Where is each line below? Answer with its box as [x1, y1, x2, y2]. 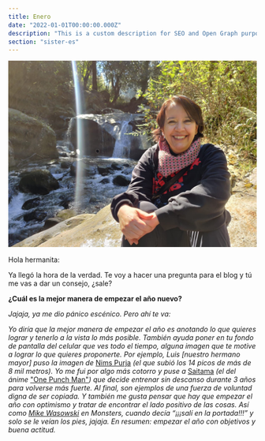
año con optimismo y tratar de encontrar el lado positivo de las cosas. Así [8, 400, 249, 409]
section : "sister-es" [8, 38, 80, 46]
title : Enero [8, 13, 51, 21]
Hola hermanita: [8, 255, 61, 264]
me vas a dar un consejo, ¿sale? [8, 278, 113, 288]
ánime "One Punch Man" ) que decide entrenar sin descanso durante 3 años [8, 375, 256, 384]
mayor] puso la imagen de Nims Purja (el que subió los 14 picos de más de [8, 358, 252, 368]
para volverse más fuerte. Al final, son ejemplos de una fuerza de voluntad [8, 383, 252, 393]
